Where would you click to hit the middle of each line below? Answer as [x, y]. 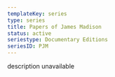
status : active [29, 33]
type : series [26, 20]
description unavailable [41, 66]
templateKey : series [38, 14]
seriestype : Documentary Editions [58, 40]
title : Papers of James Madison [54, 27]
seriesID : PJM [28, 46]
